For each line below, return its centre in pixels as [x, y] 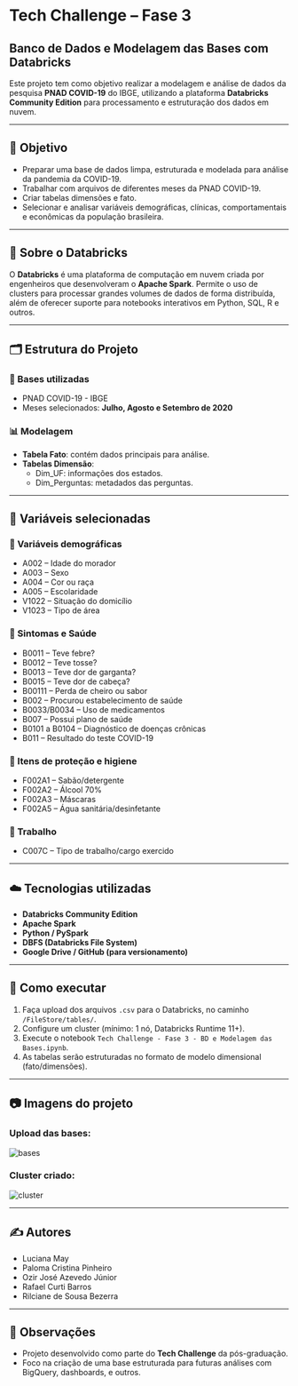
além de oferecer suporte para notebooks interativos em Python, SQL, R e [144, 302]
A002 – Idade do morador [69, 563]
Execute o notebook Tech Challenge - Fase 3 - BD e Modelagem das [147, 1038]
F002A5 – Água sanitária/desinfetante [91, 808]
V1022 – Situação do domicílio [77, 601]
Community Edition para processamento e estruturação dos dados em [139, 102]
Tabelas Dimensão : [58, 464]
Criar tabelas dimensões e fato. [79, 197]
